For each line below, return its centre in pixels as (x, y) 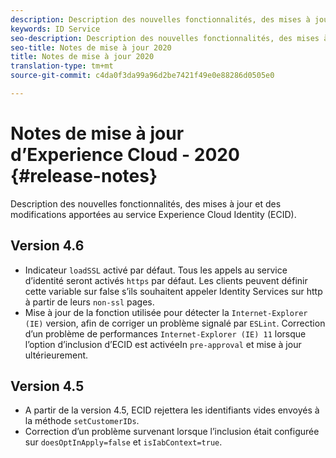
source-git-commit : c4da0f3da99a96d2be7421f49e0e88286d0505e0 (142, 76)
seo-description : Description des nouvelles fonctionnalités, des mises (165, 38)
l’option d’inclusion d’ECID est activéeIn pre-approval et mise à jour (163, 344)
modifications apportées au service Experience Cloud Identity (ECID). (153, 214)
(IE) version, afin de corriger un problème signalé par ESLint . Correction (175, 323)
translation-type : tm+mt (62, 66)
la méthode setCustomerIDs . (82, 421)
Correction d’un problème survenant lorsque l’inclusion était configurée (172, 432)
